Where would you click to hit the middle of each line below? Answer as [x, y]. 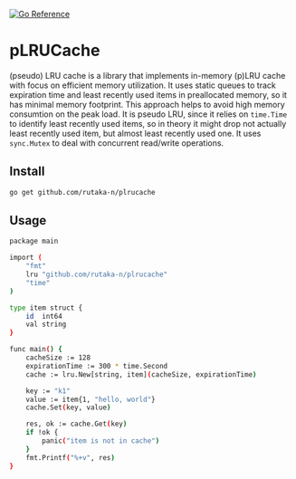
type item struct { [46, 308]
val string [46, 325]
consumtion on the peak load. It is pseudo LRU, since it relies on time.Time [148, 114]
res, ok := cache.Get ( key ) [76, 424]
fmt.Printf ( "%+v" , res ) [71, 457]
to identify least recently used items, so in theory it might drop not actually [148, 123]
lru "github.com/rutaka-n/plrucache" [97, 275]
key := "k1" [48, 391]
